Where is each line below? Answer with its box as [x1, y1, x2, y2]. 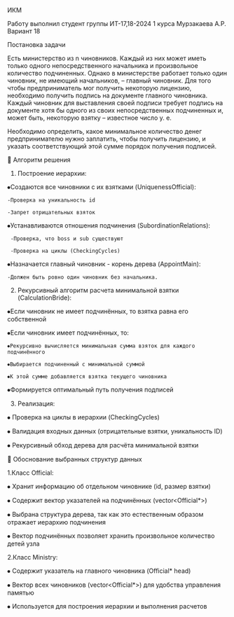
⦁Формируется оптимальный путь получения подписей [7, 385, 174, 394]
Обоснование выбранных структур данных [13, 455, 142, 463]
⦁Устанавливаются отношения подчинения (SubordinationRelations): [7, 221, 211, 230]
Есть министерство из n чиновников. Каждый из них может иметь [7, 54, 207, 62]
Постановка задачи [7, 41, 66, 48]
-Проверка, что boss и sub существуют [10, 235, 124, 242]
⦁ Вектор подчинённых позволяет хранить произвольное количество [7, 532, 215, 540]
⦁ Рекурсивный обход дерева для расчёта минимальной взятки [7, 441, 199, 449]
